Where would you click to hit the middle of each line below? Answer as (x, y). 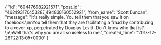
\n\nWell (13, 33)
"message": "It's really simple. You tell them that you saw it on (67, 17)
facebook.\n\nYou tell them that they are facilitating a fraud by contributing (79, 22)
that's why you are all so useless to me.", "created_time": (79, 33)
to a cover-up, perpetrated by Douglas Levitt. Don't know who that (71, 28)
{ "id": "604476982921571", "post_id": (43, 7)
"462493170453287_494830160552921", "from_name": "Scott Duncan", (77, 12)
